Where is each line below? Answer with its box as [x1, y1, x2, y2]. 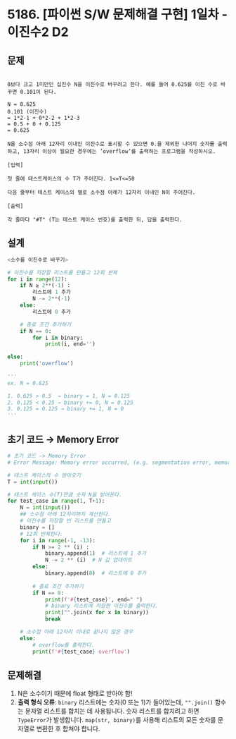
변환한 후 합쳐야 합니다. [36, 724, 100, 733]
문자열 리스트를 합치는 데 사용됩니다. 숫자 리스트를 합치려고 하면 [25, 707, 199, 716]
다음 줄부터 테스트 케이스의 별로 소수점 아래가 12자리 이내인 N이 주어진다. [7, 189, 196, 196]
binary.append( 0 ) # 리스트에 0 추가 [44, 570, 147, 577]
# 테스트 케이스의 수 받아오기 [7, 472, 81, 479]
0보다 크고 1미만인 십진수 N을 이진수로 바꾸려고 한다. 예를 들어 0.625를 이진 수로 [7, 81, 218, 88]
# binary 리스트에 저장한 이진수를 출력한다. [44, 602, 159, 610]
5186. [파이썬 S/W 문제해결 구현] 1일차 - [7, 6, 228, 23]
